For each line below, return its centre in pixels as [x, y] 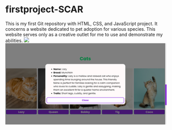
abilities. [14, 40]
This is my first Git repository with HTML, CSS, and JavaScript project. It [81, 24]
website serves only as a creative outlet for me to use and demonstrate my [84, 34]
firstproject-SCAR [44, 9]
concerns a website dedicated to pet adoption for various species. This [80, 29]
